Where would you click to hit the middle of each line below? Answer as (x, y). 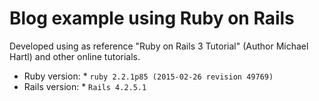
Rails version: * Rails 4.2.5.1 (85, 86)
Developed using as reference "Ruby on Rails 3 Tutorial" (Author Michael (159, 46)
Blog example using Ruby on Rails (152, 18)
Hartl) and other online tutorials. (75, 56)
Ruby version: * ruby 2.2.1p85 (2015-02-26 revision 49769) (148, 76)
